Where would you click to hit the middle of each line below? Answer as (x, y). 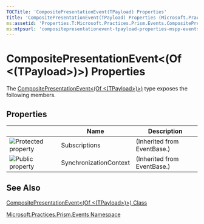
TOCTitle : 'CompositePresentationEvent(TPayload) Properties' (87, 12)
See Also (23, 188)
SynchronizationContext (96, 163)
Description (165, 131)
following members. (31, 95)
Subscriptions (81, 145)
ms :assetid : (21, 23)
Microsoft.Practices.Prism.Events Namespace (63, 214)
